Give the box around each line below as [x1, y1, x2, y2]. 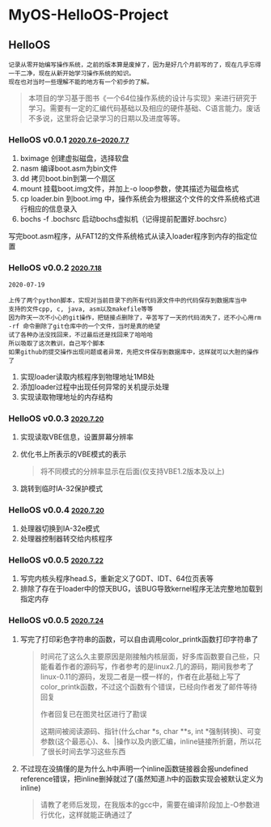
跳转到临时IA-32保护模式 [19, 483, 104, 493]
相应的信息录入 [27, 204, 78, 214]
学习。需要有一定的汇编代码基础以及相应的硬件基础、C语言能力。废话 [28, 104, 261, 112]
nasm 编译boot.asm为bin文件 [19, 163, 118, 173]
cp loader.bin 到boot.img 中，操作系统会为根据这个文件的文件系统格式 [19, 194, 253, 204]
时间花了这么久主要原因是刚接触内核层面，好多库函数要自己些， [40, 651, 253, 661]
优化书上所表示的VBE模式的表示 [19, 449, 127, 459]
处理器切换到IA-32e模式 [19, 524, 100, 533]
